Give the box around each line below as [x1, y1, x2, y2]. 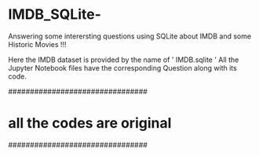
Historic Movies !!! [8, 39, 67, 49]
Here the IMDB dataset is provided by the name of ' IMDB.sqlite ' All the [8, 55, 239, 64]
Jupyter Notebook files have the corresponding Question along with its [8, 63, 237, 72]
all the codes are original [8, 114, 172, 132]
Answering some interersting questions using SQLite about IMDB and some [8, 31, 252, 41]
